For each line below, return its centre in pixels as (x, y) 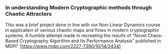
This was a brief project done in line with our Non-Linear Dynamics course (83, 25)
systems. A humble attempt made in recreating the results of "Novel (76, 36)
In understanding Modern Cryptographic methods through (79, 8)
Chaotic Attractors (29, 14)
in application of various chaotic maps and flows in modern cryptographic (82, 30)
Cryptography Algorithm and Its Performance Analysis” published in (90, 41)
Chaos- (155, 36)
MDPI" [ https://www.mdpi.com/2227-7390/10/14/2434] (63, 46)
